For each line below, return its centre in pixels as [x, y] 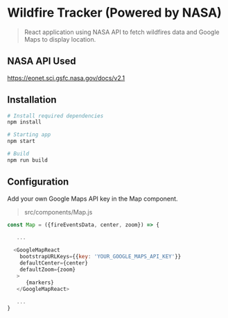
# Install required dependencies [55, 116]
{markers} [40, 283]
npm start [21, 141]
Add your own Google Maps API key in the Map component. [93, 199]
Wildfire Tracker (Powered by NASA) [114, 13]
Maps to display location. [60, 39]
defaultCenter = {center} [54, 263]
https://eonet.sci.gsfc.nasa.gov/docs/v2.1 [66, 78]
